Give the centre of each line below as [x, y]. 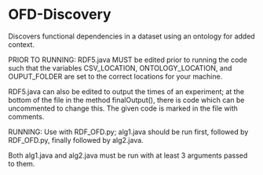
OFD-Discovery [60, 15]
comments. [26, 116]
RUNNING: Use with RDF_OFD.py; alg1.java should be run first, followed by [128, 132]
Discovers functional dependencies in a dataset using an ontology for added [131, 36]
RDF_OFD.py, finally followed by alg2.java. [76, 140]
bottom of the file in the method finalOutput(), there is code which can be [126, 100]
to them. [22, 163]
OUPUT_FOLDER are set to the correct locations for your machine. [115, 76]
